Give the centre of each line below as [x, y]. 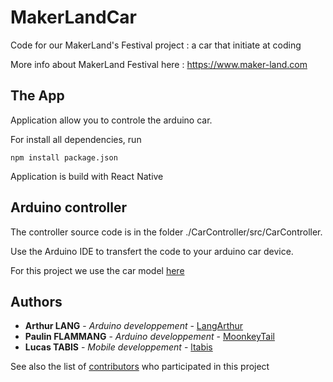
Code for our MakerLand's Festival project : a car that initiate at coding [156, 45]
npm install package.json [64, 157]
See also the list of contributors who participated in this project [140, 367]
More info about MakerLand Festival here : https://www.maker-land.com [159, 64]
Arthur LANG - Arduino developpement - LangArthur [134, 326]
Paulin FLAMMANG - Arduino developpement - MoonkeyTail [149, 337]
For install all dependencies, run [76, 139]
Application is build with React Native [87, 176]
